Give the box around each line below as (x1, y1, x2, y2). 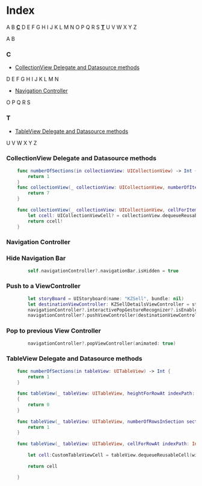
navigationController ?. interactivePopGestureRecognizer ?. (28, 307, 176, 313)
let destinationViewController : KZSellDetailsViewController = (28, 301, 189, 307)
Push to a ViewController (6, 282, 81, 291)
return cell (28, 463, 58, 469)
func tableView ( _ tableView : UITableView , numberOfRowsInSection (17, 419, 185, 425)
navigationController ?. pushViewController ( (28, 312, 138, 319)
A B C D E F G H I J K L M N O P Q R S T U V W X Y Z (6, 23, 137, 31)
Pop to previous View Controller (6, 327, 101, 335)
